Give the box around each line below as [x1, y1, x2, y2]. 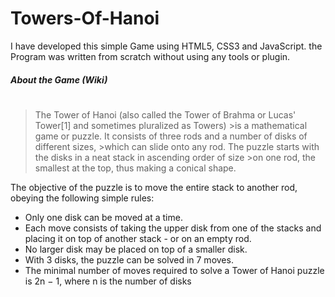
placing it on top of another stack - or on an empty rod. [24, 232, 252, 244]
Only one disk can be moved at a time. [24, 211, 183, 223]
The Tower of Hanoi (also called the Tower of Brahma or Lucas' [34, 108, 297, 121]
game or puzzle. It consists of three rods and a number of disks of [34, 130, 308, 142]
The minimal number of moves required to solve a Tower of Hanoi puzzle [24, 264, 325, 276]
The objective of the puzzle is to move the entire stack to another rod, [10, 181, 298, 193]
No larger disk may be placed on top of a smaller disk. [24, 243, 248, 255]
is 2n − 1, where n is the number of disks [24, 275, 192, 287]
